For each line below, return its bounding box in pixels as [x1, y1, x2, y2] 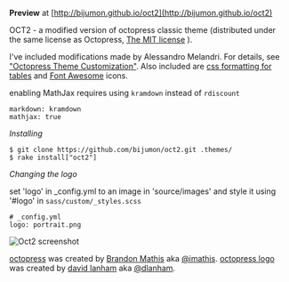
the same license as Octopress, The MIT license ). [9, 35, 193, 44]
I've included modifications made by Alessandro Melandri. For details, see [9, 52, 280, 61]
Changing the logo [9, 169, 77, 179]
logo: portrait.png [9, 221, 82, 230]
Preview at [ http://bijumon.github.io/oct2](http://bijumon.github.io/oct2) [9, 8, 273, 18]
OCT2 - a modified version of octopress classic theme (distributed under [9, 25, 277, 35]
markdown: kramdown [9, 105, 82, 114]
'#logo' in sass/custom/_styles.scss [9, 196, 142, 205]
